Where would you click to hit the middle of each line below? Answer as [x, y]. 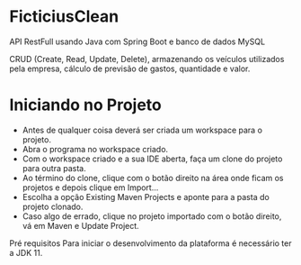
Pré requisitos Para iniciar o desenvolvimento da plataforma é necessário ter [150, 243]
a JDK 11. [26, 252]
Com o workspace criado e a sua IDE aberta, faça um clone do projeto [152, 159]
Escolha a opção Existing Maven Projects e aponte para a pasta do [146, 196]
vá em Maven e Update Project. [80, 225]
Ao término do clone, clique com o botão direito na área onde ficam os [153, 178]
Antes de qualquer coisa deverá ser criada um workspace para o [142, 130]
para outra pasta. [54, 168]
